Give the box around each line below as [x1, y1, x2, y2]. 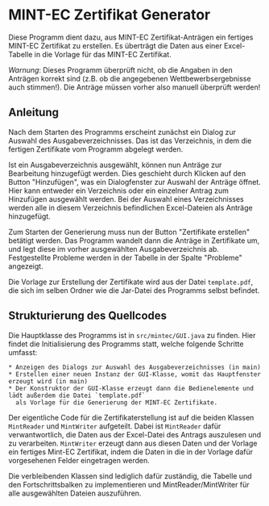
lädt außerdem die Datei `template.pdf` [8, 391, 147, 399]
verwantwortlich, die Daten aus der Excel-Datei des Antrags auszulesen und [8, 429, 262, 439]
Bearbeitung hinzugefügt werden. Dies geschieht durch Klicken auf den [8, 168, 246, 178]
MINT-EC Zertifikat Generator [8, 6, 211, 24]
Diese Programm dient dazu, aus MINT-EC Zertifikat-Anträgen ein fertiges [8, 32, 254, 42]
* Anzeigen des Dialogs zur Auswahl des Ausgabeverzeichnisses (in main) [8, 363, 262, 371]
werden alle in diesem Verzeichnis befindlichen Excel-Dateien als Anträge [8, 203, 253, 212]
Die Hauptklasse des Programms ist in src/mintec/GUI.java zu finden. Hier [8, 330, 256, 340]
